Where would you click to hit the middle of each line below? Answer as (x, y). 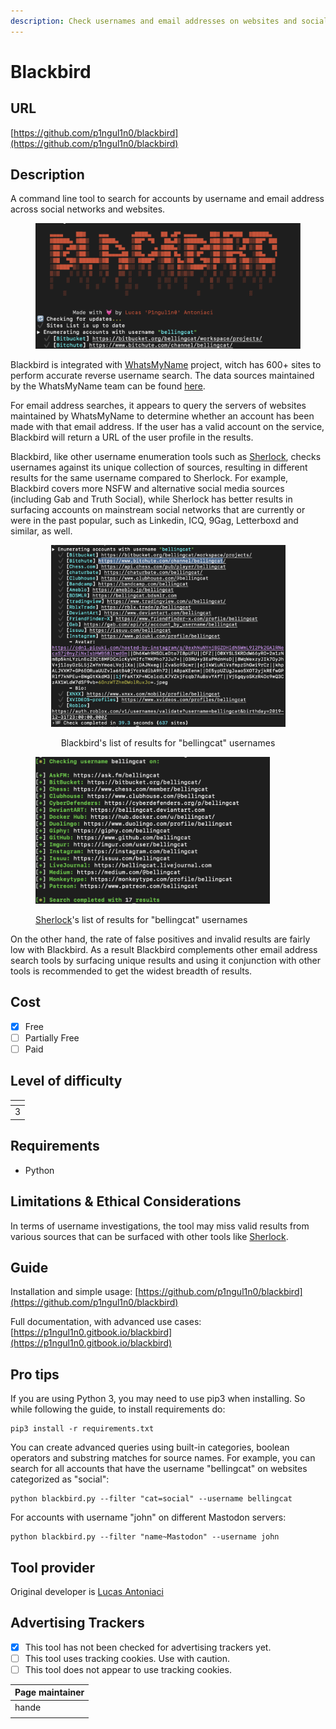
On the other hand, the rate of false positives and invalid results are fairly (160, 939)
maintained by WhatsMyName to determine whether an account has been (162, 416)
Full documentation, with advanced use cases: (106, 1322)
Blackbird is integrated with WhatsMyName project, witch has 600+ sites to (166, 364)
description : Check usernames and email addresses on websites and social (169, 21)
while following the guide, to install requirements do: (118, 1409)
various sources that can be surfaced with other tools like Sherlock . (149, 1236)
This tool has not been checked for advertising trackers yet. (148, 1647)
